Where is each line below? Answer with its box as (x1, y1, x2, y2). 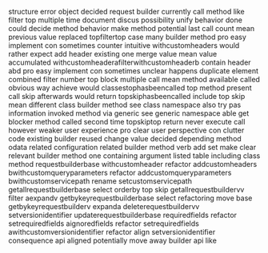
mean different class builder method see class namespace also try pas (8, 100, 242, 109)
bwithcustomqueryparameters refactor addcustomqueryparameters (8, 168, 232, 177)
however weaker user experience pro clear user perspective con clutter (8, 125, 245, 135)
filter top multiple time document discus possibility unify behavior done (8, 15, 242, 25)
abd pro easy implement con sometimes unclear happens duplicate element (8, 66, 258, 75)
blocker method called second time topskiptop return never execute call (8, 117, 246, 126)
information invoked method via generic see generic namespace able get (8, 109, 250, 118)
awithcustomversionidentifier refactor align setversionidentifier (8, 227, 216, 236)
